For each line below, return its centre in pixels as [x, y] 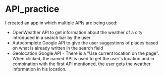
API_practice [32, 9]
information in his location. [39, 69]
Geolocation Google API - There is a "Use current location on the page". [86, 53]
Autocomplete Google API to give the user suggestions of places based [85, 42]
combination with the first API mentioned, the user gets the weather [81, 64]
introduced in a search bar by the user [51, 38]
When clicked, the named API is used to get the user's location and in [83, 58]
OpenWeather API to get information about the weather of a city [77, 32]
